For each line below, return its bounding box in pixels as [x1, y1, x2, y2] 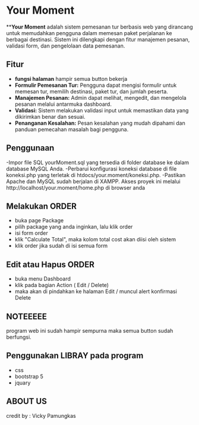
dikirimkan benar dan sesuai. [14, 113, 86, 120]
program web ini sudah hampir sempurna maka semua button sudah [6, 328, 173, 334]
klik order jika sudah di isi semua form [14, 242, 108, 250]
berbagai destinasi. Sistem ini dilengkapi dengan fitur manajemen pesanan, [6, 36, 190, 43]
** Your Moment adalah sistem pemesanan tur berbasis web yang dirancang [6, 23, 193, 30]
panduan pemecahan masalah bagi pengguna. [14, 125, 129, 133]
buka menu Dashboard [14, 275, 71, 282]
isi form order [14, 229, 49, 237]
